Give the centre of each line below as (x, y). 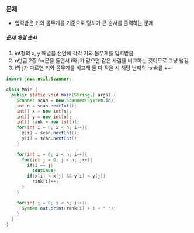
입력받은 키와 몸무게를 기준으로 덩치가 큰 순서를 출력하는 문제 (84, 23)
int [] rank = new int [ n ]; (48, 122)
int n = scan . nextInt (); (47, 106)
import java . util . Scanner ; (39, 79)
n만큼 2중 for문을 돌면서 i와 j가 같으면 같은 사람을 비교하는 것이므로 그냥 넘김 (101, 61)
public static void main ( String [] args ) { (64, 95)
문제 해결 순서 (21, 37)
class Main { (22, 90)
